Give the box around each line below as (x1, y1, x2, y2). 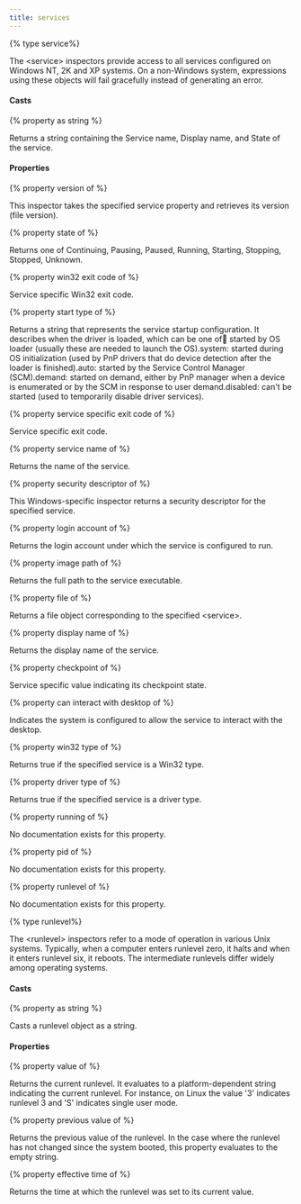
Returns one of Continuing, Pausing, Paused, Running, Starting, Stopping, (9, 245, 281, 256)
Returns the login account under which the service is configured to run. (9, 540, 274, 551)
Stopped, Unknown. (9, 254, 84, 266)
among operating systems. (9, 963, 109, 973)
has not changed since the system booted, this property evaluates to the (9, 1142, 279, 1153)
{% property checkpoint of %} (9, 663, 122, 674)
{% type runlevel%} (9, 916, 83, 928)
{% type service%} (9, 38, 81, 49)
